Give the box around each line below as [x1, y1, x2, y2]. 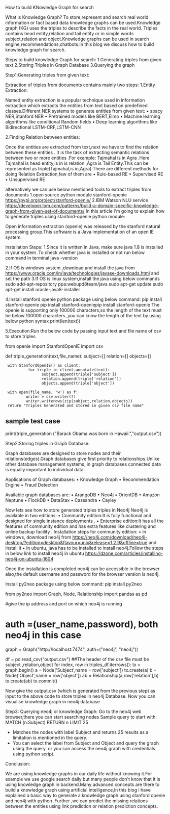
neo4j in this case [5, 629, 82, 641]
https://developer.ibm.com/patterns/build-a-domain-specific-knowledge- [5, 202, 159, 209]
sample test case [5, 417, 60, 425]
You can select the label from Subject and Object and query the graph [12, 740, 159, 746]
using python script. [12, 751, 55, 757]
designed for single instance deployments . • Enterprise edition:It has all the [5, 518, 164, 524]
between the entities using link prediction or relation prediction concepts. [5, 803, 158, 809]
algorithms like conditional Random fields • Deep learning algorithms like [5, 119, 157, 124]
